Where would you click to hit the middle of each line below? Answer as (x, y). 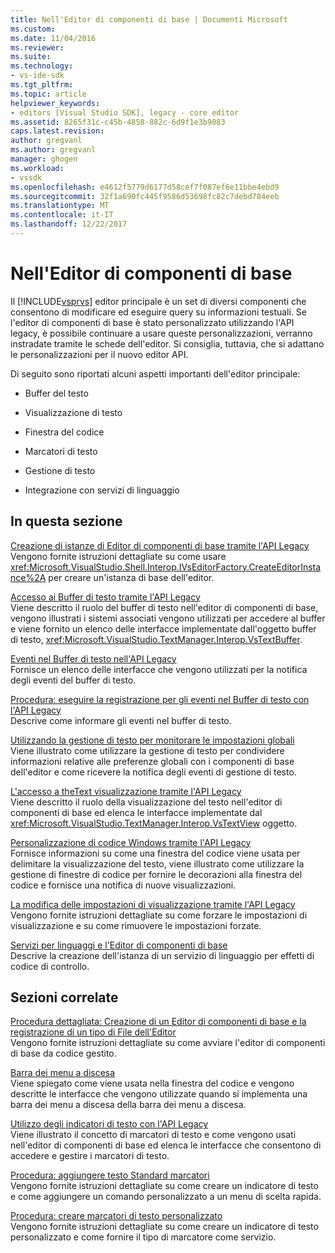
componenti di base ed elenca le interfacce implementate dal (136, 812)
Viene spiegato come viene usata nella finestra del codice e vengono (152, 1083)
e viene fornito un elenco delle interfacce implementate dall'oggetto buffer (163, 628)
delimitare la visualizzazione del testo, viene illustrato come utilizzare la (157, 863)
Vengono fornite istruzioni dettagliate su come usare (118, 556)
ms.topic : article (48, 94)
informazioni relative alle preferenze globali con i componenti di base (152, 761)
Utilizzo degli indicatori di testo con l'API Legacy (109, 1124)
